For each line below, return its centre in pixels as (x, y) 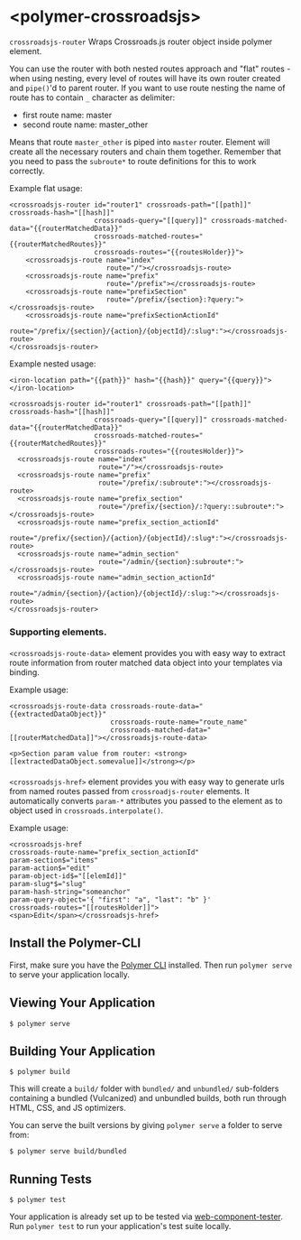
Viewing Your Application (82, 1003)
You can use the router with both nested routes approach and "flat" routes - (150, 69)
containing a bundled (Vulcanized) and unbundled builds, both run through (148, 1098)
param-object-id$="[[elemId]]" (68, 876)
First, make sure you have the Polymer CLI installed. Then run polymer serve (151, 965)
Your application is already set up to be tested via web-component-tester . (146, 1217)
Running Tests (50, 1179)
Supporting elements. (58, 632)
